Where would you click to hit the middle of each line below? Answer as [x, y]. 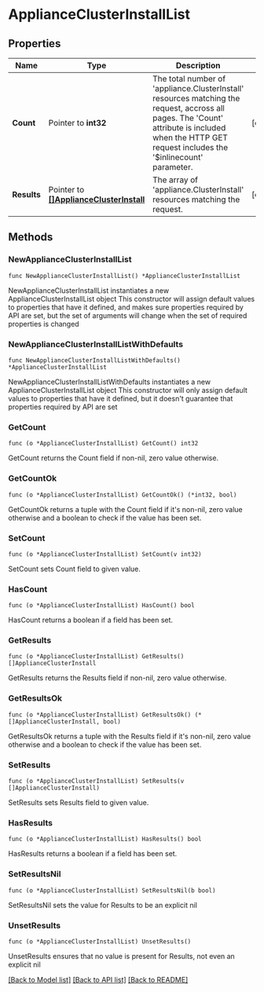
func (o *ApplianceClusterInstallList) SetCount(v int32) [105, 554]
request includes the [190, 147]
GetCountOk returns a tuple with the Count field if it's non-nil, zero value [126, 509]
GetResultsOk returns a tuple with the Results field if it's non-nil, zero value [130, 736]
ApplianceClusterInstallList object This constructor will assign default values [132, 298]
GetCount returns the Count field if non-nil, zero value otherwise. [113, 458]
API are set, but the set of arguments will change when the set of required [128, 315]
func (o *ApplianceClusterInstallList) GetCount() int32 [103, 444]
